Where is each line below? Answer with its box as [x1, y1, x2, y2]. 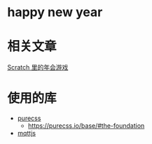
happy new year [7, 4, 103, 20]
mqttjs [17, 129, 36, 138]
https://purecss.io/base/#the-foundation [27, 122, 145, 130]
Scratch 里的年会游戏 [7, 63, 69, 72]
